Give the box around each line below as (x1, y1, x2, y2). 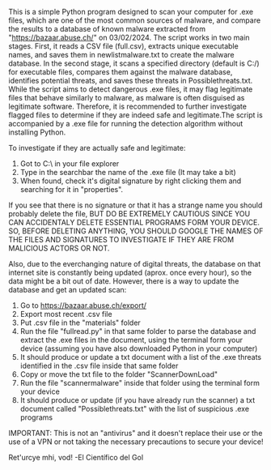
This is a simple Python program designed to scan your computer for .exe (8, 7, 254, 16)
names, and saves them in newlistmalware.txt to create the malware (8, 50, 235, 59)
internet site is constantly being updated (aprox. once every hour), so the (8, 267, 252, 277)
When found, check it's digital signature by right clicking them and (19, 176, 242, 186)
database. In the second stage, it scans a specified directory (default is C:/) (8, 58, 260, 68)
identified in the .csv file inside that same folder (19, 361, 179, 370)
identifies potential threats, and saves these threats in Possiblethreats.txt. (8, 76, 253, 85)
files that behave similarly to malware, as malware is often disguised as (8, 93, 245, 102)
